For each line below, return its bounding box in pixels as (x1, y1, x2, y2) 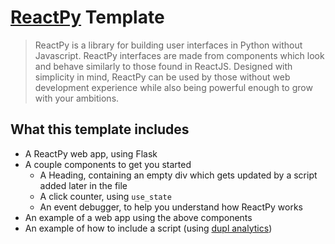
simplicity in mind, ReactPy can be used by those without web (34, 71, 291, 83)
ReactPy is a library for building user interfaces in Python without (34, 39, 303, 51)
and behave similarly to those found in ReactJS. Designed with (34, 60, 293, 72)
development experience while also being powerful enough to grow (34, 81, 313, 93)
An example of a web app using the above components (24, 211, 253, 223)
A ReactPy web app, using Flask (24, 147, 158, 160)
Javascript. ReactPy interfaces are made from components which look (34, 49, 325, 61)
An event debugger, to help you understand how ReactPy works (39, 201, 304, 213)
